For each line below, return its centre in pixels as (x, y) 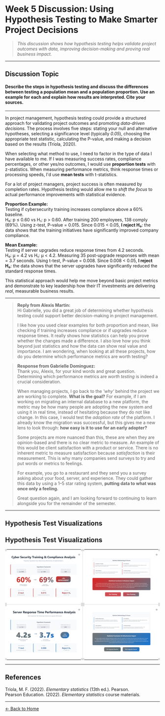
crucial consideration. (39, 382)
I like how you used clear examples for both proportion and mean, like (88, 325)
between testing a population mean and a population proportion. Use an (80, 91)
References (23, 677)
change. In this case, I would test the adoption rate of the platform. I (86, 417)
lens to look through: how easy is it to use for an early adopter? (82, 428)
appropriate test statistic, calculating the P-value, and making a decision (78, 139)
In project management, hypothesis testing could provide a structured (76, 118)
